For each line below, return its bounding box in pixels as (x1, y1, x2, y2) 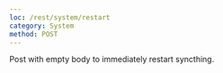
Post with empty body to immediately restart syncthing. (9, 54, 215, 65)
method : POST (9, 29, 58, 38)
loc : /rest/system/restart (9, 12, 111, 22)
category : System (9, 21, 75, 30)
